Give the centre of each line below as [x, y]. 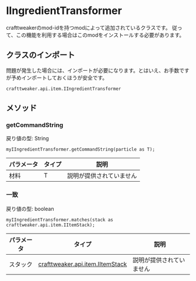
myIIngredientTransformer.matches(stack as [60, 220]
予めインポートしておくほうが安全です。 [59, 78]
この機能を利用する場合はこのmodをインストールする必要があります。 [100, 35]
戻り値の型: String [28, 138]
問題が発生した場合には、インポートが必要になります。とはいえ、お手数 [93, 70]
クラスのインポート [41, 55]
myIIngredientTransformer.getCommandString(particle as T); [81, 150]
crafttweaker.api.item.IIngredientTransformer [64, 89]
